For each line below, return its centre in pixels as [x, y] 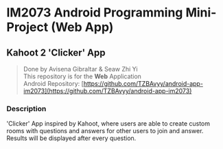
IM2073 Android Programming [95, 13]
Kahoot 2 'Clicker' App [56, 53]
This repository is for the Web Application [82, 76]
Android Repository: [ [53, 83]
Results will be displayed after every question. [71, 138]
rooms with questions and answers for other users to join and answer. [105, 131]
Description [26, 108]
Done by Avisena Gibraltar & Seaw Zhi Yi [80, 69]
